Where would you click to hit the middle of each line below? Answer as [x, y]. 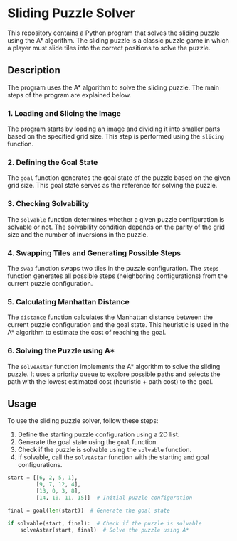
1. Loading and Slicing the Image [64, 113]
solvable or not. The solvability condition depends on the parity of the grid [116, 227]
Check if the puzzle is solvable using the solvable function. [105, 450]
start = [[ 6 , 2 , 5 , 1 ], [43, 478]
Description [34, 70]
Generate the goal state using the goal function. [88, 442]
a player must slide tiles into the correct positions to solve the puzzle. [109, 48]
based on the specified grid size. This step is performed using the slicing [116, 136]
